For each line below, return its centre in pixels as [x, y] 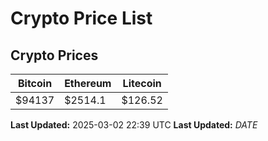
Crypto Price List [81, 18]
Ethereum [88, 83]
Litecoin [142, 83]
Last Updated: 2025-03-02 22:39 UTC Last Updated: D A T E [134, 125]
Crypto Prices [54, 55]
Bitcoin [35, 83]
